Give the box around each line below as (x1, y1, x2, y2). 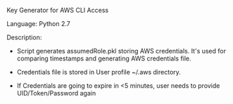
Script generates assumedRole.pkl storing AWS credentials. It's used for (16, 47, 227, 55)
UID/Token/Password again (16, 89, 96, 97)
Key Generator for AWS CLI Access (6, 6, 109, 14)
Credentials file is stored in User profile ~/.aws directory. (16, 68, 181, 76)
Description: (6, 33, 42, 41)
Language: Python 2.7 (6, 20, 71, 27)
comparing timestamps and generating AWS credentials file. (16, 54, 191, 63)
